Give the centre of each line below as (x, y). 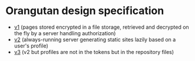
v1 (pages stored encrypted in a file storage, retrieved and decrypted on (101, 27)
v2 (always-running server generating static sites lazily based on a (95, 39)
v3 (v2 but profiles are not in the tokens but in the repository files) (94, 52)
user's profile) (31, 46)
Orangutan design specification (85, 11)
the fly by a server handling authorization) (65, 33)
